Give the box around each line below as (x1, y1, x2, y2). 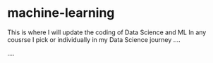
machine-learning (7, 5, 115, 21)
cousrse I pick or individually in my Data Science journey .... (7, 35, 181, 43)
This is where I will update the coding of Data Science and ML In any (7, 28, 207, 36)
